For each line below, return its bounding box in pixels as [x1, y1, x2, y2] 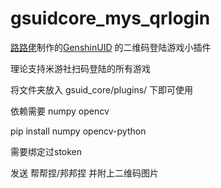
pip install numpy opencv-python [10, 125, 147, 137]
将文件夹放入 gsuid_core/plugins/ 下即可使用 [10, 83, 194, 96]
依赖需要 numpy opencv [10, 105, 110, 117]
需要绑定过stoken [10, 145, 83, 157]
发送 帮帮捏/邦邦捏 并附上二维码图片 [10, 167, 159, 179]
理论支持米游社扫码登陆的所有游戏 [10, 62, 151, 74]
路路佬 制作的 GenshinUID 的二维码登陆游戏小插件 [10, 41, 212, 53]
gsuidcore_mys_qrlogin [10, 7, 211, 30]
